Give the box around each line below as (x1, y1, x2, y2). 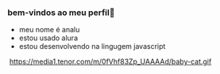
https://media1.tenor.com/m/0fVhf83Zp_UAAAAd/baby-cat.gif (9, 57, 212, 66)
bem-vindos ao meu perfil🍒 (7, 7, 115, 18)
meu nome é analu (18, 25, 80, 35)
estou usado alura (18, 33, 79, 43)
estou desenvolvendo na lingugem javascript (18, 42, 166, 51)
